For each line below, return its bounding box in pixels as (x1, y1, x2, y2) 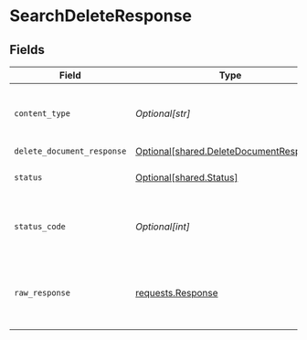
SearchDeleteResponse (9, 5, 193, 27)
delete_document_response (14, 146, 127, 156)
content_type (14, 109, 71, 119)
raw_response (14, 288, 71, 298)
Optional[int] (135, 220, 190, 233)
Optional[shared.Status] (135, 171, 238, 184)
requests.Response (135, 287, 218, 299)
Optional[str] (135, 107, 191, 120)
